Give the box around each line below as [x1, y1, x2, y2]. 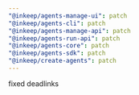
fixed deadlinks [8, 78, 59, 89]
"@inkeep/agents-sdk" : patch [8, 49, 106, 57]
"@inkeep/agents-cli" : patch [8, 19, 106, 27]
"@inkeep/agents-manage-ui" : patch [8, 11, 128, 20]
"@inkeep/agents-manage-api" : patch [8, 27, 131, 35]
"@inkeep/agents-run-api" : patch [8, 34, 121, 43]
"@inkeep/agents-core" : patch [8, 42, 110, 50]
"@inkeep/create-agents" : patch [8, 57, 117, 65]
